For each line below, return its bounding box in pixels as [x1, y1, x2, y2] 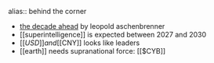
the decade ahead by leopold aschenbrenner [19, 22, 165, 30]
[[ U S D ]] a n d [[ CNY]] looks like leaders [19, 38, 140, 47]
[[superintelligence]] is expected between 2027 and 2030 [19, 30, 207, 39]
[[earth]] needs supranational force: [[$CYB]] [19, 47, 166, 55]
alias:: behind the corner [8, 7, 87, 16]
